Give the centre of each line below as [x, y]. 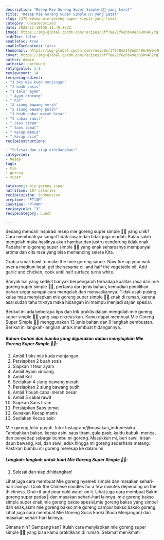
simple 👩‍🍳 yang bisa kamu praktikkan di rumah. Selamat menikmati [73, 532]
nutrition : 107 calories [31, 191]
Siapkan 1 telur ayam [33, 366]
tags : [11, 164]
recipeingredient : [24, 78]
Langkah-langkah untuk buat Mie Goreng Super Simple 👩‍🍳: [67, 459]
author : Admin [20, 60]
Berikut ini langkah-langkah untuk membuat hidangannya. [63, 327]
